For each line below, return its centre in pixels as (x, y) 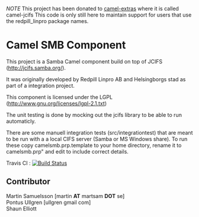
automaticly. (21, 121)
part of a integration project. (41, 85)
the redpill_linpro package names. (47, 21)
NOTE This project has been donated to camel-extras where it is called (93, 9)
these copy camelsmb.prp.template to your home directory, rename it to (94, 145)
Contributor (28, 182)
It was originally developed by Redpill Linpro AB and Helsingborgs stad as (96, 79)
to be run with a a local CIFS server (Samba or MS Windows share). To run (97, 139)
